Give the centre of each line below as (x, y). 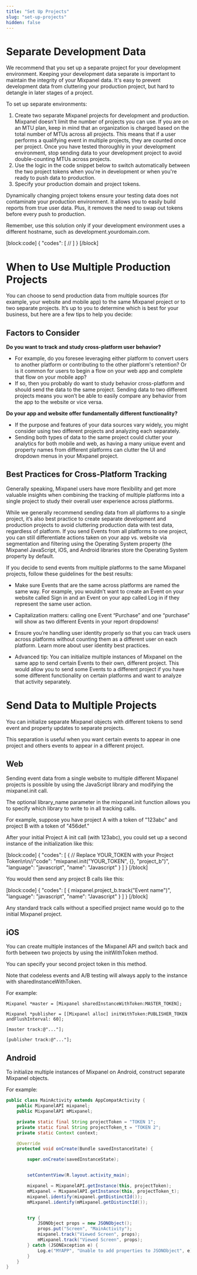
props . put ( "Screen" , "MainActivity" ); (85, 1229)
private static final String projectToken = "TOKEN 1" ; (86, 1122)
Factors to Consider (43, 333)
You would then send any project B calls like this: (65, 879)
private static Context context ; (57, 1133)
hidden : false (23, 22)
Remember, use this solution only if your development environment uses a (96, 226)
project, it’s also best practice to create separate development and (86, 519)
